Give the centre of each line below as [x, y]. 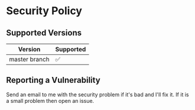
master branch [30, 59]
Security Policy [44, 11]
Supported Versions [44, 33]
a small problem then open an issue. [50, 101]
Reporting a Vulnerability [53, 80]
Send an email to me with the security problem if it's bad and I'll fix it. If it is [97, 94]
